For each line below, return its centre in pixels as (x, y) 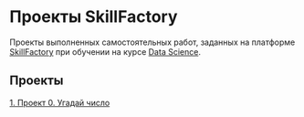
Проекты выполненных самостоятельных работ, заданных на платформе (152, 42)
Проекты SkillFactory (94, 17)
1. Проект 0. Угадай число (60, 102)
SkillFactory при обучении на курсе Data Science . (105, 51)
